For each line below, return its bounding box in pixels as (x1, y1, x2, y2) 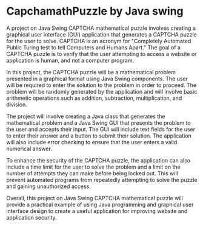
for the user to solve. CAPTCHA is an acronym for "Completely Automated (6, 37, 191, 44)
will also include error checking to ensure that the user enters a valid (6, 138, 178, 145)
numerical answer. (6, 145, 53, 152)
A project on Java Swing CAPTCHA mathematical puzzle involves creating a (6, 24, 196, 32)
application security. (6, 214, 58, 221)
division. (6, 100, 27, 108)
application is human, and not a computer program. (6, 57, 135, 64)
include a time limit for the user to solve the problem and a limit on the (6, 163, 181, 170)
